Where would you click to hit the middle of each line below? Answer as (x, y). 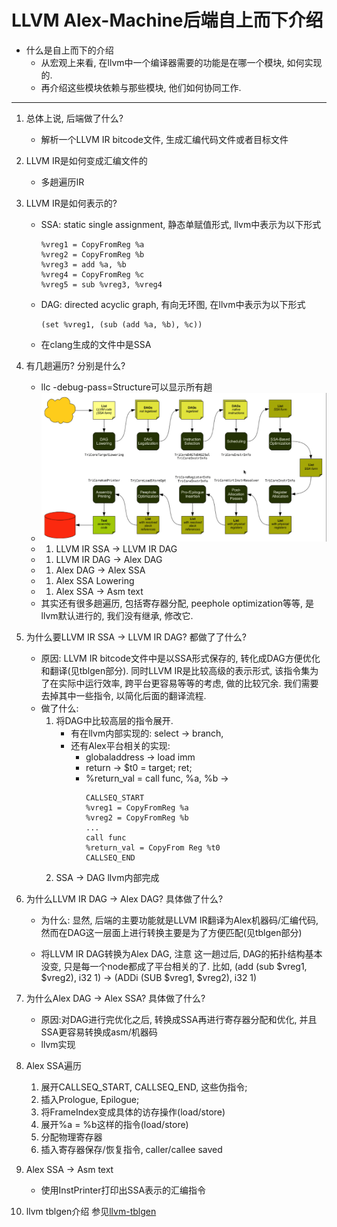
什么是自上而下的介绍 (69, 50)
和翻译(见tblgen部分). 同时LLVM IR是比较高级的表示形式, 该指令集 (175, 670)
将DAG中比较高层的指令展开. (114, 720)
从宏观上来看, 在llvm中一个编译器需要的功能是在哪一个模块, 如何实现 (181, 62)
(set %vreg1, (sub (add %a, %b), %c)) (121, 324)
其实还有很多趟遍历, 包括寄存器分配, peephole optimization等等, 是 (177, 603)
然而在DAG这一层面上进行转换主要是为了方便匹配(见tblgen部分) (171, 932)
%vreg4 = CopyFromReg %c (92, 274)
